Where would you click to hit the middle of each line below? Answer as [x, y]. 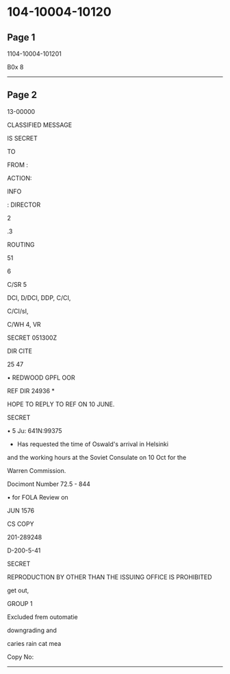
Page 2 [22, 95]
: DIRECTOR [24, 205]
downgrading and [32, 630]
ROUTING [21, 244]
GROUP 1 [20, 603]
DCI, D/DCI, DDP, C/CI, [39, 298]
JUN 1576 [21, 510]
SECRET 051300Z [32, 338]
